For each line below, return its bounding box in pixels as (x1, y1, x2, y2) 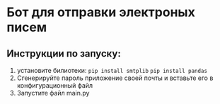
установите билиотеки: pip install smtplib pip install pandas (16, 67, 208, 74)
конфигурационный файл (16, 81, 93, 89)
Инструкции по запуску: (6, 47, 121, 59)
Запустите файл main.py (16, 89, 90, 97)
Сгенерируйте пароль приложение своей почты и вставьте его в (16, 74, 214, 82)
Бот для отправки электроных (6, 4, 195, 21)
